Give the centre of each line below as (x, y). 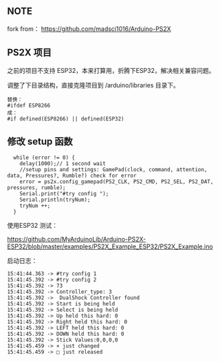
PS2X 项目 (30, 53)
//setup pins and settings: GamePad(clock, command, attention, (113, 170)
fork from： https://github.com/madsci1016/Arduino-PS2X (89, 29)
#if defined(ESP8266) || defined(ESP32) (66, 119)
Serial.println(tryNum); (55, 200)
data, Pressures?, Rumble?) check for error (72, 176)
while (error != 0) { (44, 158)
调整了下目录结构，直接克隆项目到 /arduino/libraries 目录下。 (93, 85)
